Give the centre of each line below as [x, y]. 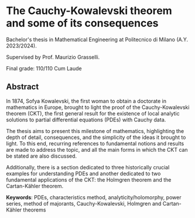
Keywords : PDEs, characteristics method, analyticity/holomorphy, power [94, 197]
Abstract [23, 87]
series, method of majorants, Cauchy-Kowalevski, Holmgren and [84, 203]
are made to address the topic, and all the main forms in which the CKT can [97, 149]
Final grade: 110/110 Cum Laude [44, 68]
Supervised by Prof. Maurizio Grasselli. [53, 57]
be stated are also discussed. [42, 156]
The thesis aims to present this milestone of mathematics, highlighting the [95, 131]
